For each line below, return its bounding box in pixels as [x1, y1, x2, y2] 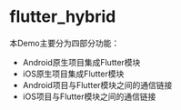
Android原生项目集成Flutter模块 [22, 56, 141, 67]
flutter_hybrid [9, 6, 116, 27]
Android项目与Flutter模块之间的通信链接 [22, 79, 173, 90]
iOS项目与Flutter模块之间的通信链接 [22, 91, 156, 102]
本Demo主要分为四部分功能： [9, 37, 120, 48]
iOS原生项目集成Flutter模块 [22, 68, 125, 79]
